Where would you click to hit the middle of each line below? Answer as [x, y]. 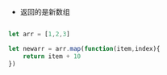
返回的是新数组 [45, 12]
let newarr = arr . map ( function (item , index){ [84, 48]
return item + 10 [52, 56]
